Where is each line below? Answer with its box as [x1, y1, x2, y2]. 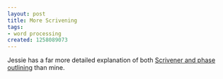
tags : [7, 23, 23, 30]
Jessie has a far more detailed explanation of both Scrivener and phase [7, 56, 216, 64]
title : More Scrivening [7, 17, 78, 24]
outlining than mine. [7, 63, 65, 72]
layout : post [7, 10, 46, 18]
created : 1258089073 [7, 37, 69, 44]
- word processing [7, 30, 62, 37]
